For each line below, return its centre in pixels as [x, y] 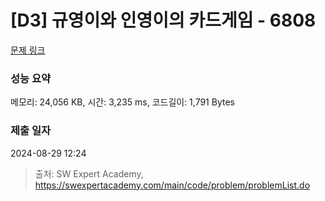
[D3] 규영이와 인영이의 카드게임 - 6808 [163, 20]
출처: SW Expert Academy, [89, 173]
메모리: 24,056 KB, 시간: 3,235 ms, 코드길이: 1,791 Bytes [122, 102]
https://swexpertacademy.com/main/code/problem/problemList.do [172, 185]
